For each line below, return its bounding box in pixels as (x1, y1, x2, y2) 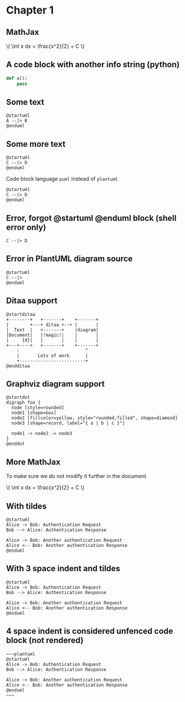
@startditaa (6, 311, 35, 317)
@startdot (6, 394, 31, 401)
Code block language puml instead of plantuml (6, 175, 118, 183)
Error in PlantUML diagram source (6, 254, 133, 264)
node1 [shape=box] (11, 410, 57, 416)
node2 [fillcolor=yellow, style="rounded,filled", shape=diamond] (11, 415, 178, 421)
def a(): (6, 75, 28, 81)
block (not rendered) (6, 635, 84, 645)
